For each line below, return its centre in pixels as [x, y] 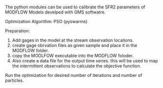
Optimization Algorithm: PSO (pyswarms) [46, 22]
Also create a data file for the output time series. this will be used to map [85, 61]
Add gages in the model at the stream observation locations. [73, 40]
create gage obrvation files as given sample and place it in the [75, 45]
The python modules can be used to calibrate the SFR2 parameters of [75, 7]
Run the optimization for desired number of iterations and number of [74, 75]
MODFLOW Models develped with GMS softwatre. [55, 12]
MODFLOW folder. [31, 51]
